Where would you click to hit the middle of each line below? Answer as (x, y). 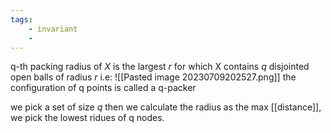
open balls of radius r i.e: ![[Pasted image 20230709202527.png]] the (153, 77)
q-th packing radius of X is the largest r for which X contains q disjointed (160, 67)
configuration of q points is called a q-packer (103, 88)
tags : (21, 19)
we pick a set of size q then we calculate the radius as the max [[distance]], (166, 107)
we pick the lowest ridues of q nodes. (87, 118)
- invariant (53, 29)
